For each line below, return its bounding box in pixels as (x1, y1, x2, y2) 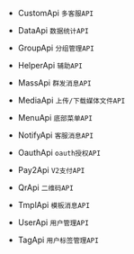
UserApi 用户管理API (17, 217, 90, 228)
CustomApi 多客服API (17, 8, 94, 18)
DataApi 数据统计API (17, 25, 89, 35)
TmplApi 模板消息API (17, 200, 90, 210)
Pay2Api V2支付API (17, 165, 85, 175)
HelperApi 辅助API (17, 60, 84, 70)
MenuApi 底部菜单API (17, 113, 93, 122)
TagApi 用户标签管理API (17, 234, 99, 245)
